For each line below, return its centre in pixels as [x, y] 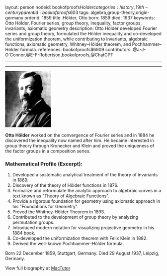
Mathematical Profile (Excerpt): [44, 164]
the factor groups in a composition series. [48, 151]
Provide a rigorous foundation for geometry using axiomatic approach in [86, 201]
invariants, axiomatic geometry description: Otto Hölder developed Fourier [81, 28]
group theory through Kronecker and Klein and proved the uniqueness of [80, 146]
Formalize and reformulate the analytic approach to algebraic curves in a [87, 191]
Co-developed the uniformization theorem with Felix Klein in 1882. [80, 238]
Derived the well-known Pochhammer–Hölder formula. [68, 244]
